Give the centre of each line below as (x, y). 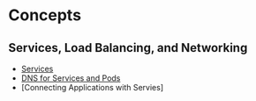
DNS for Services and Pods (71, 78)
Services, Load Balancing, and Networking (128, 48)
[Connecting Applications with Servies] (92, 87)
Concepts (45, 15)
